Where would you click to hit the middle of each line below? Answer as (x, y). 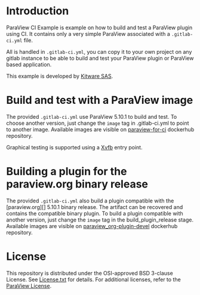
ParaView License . (29, 285)
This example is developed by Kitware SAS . (60, 76)
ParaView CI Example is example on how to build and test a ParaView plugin (99, 27)
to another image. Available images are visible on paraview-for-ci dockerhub (100, 129)
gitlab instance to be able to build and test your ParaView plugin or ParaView (100, 58)
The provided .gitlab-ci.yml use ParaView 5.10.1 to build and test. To (92, 116)
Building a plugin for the (67, 172)
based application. (29, 64)
